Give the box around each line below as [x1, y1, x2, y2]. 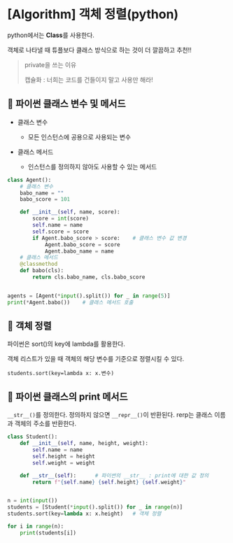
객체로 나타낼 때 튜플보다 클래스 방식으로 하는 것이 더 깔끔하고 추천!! [7, 45, 192, 54]
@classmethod [20, 260, 58, 268]
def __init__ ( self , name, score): [20, 209, 120, 216]
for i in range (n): [7, 523, 64, 530]
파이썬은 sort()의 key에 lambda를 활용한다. [7, 340, 126, 348]
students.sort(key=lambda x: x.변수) [7, 370, 114, 377]
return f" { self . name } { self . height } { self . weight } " [32, 479, 187, 486]
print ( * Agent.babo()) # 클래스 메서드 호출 [7, 299, 134, 306]
